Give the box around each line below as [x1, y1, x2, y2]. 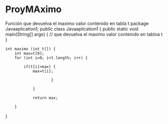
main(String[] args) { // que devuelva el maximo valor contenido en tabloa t [5, 31, 163, 37]
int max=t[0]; [14, 51, 44, 56]
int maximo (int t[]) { [5, 46, 56, 51]
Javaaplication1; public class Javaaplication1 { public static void [5, 25, 139, 32]
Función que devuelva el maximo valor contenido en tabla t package [5, 20, 149, 26]
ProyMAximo [5, 4, 62, 15]
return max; [32, 95, 58, 100]
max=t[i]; [32, 69, 54, 74]
